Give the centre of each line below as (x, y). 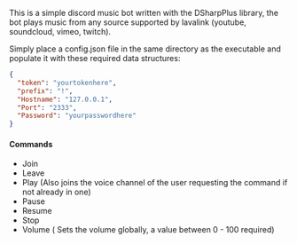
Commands (31, 144)
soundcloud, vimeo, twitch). (60, 31)
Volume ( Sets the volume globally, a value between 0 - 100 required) (148, 230)
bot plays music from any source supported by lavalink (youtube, (128, 22)
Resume (37, 211)
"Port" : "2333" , (47, 107)
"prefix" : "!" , (45, 91)
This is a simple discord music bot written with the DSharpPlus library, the (144, 13)
